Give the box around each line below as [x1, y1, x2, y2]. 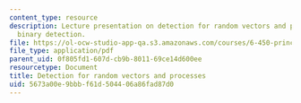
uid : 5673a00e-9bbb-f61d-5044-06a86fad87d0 [9, 80, 175, 89]
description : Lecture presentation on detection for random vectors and [9, 21, 287, 30]
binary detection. [17, 30, 87, 39]
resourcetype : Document [9, 64, 99, 73]
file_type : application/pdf [9, 47, 115, 56]
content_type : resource [9, 13, 99, 22]
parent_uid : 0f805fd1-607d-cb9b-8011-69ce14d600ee [9, 55, 202, 64]
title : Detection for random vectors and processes [9, 72, 206, 81]
